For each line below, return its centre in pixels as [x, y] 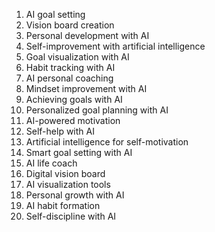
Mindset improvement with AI [86, 88]
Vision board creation [70, 25]
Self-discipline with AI [71, 216]
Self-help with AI [60, 131]
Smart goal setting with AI [79, 152]
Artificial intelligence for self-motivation [107, 142]
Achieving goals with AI [74, 99]
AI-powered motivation [73, 120]
